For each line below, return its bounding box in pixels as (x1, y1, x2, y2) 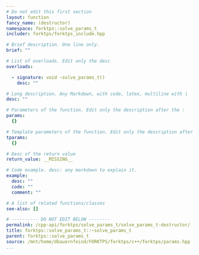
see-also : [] (6, 205, 39, 212)
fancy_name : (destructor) (6, 20, 70, 26)
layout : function (6, 14, 49, 20)
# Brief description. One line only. (6, 42, 100, 48)
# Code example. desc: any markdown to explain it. (6, 167, 137, 173)
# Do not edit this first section (6, 8, 92, 15)
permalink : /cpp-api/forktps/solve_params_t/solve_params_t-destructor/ (6, 222, 191, 228)
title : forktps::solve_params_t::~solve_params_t (6, 228, 132, 234)
